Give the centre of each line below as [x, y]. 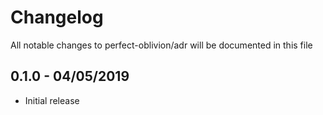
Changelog [57, 17]
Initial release [52, 100]
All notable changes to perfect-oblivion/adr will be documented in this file [161, 45]
